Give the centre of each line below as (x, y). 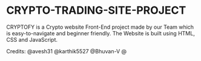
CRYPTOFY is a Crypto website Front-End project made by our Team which (100, 27)
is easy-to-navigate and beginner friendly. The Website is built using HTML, (100, 33)
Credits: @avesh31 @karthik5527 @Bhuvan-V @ (67, 51)
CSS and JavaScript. (32, 39)
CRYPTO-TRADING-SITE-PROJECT (96, 10)
